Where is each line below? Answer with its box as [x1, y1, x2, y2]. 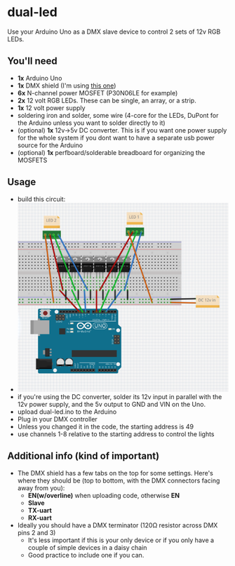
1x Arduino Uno [17, 74, 62, 82]
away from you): [17, 483, 65, 492]
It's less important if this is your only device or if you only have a [27, 536, 215, 544]
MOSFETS [17, 156, 48, 164]
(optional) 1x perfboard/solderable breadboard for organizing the [17, 148, 206, 156]
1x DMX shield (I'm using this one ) [17, 81, 116, 90]
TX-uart [27, 506, 53, 514]
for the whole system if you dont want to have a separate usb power [17, 133, 215, 142]
